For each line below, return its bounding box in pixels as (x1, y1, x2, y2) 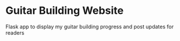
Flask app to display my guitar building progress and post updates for (5, 23, 174, 30)
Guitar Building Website (5, 4, 124, 17)
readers (5, 29, 25, 36)
